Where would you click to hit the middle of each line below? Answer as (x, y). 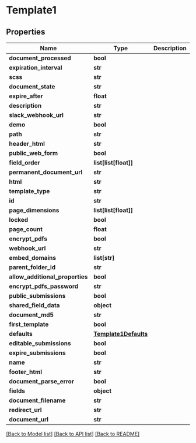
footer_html (26, 372)
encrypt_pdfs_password (44, 286)
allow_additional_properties (48, 277)
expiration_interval (36, 68)
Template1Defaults (120, 334)
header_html (27, 144)
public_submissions (37, 296)
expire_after (26, 96)
